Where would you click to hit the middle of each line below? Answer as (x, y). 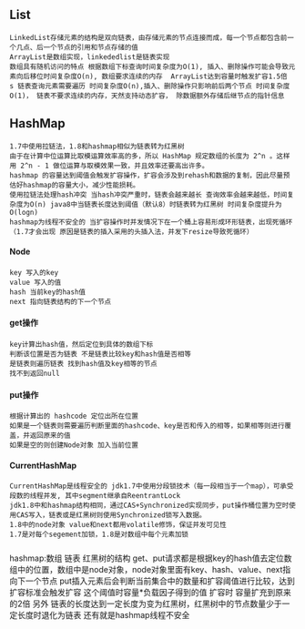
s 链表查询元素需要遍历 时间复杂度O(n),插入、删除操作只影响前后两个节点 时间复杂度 (150, 86)
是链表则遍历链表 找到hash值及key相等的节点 (83, 364)
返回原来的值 (50, 436)
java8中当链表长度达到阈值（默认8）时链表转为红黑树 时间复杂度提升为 (166, 204)
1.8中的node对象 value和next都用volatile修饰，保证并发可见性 (118, 525)
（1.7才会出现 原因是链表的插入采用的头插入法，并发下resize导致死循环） (132, 231)
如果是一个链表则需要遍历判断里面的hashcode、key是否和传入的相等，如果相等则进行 (147, 426)
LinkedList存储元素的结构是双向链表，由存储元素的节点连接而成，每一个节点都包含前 (148, 37)
